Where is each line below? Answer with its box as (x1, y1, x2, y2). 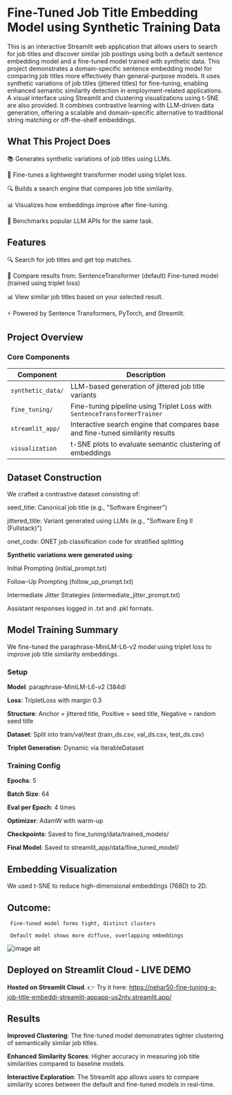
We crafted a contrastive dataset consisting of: (7, 490, 140, 498)
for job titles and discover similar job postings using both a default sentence (7, 50, 223, 58)
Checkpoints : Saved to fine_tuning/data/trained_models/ (7, 830, 169, 838)
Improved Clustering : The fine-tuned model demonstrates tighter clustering (7, 1031, 224, 1040)
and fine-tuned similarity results (70, 428, 175, 438)
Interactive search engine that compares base (70, 420, 220, 429)
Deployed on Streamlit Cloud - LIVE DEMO (7, 965, 191, 976)
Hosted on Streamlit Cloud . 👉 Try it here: (7, 982, 128, 991)
